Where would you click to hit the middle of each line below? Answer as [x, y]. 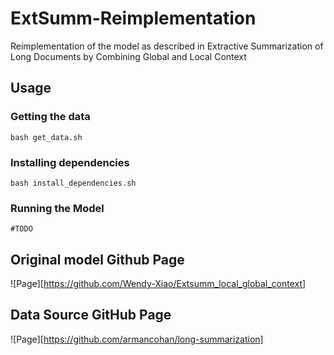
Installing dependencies [70, 162]
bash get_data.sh [46, 137]
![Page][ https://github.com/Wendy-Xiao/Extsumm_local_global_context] [158, 284]
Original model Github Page [97, 259]
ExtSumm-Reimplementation [133, 18]
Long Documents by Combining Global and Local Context [128, 56]
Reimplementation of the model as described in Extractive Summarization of [167, 46]
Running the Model [57, 208]
